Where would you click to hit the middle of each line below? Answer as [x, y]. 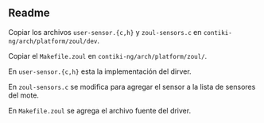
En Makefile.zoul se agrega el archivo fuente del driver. [100, 110]
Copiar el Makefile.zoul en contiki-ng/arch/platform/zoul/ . [108, 56]
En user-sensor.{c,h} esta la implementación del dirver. [100, 71]
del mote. [24, 95]
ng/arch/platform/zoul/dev [53, 41]
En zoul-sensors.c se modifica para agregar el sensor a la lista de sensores [132, 86]
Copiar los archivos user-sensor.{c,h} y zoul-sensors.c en [105, 32]
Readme [29, 13]
